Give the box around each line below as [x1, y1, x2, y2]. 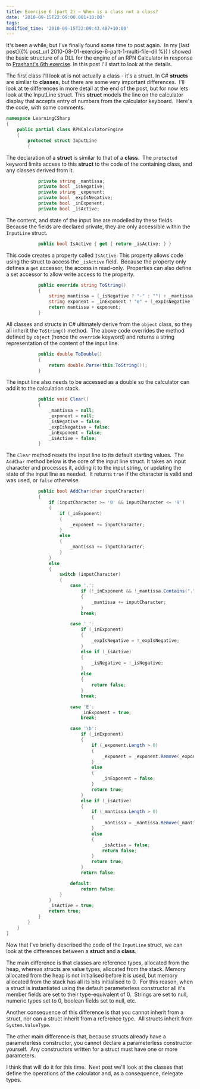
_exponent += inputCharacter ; [70, 522, 145, 528]
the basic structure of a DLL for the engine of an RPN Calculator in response [6, 54, 193, 61]
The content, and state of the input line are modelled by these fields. [6, 216, 174, 224]
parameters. [6, 1051, 36, 1059]
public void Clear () [37, 396, 89, 402]
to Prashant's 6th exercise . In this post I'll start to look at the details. [6, 61, 173, 68]
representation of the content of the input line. [6, 339, 120, 346]
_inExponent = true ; [80, 709, 132, 715]
